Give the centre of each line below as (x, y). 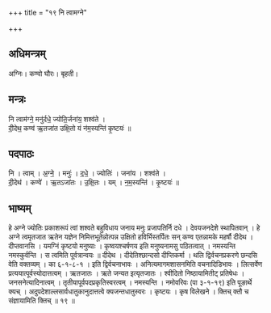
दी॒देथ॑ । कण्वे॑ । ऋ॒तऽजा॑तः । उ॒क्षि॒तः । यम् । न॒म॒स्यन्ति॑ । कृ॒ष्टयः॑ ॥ (94, 183)
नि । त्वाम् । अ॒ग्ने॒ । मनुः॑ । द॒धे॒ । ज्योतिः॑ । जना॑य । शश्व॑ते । (88, 173)
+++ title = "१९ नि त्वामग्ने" (48, 13)
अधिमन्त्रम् (27, 54)
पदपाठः (21, 154)
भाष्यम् (20, 208)
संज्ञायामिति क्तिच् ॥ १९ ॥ (42, 301)
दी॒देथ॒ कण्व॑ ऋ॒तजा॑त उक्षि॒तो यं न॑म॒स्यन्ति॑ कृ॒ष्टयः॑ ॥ (70, 128)
